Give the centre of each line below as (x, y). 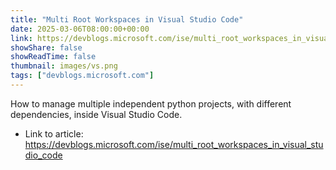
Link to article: (54, 133)
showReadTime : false (53, 57)
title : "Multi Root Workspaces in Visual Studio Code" (127, 19)
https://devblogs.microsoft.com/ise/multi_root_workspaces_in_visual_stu (174, 144)
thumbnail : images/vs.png (64, 66)
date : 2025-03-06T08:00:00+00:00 (80, 29)
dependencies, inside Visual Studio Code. (96, 114)
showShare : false (46, 47)
